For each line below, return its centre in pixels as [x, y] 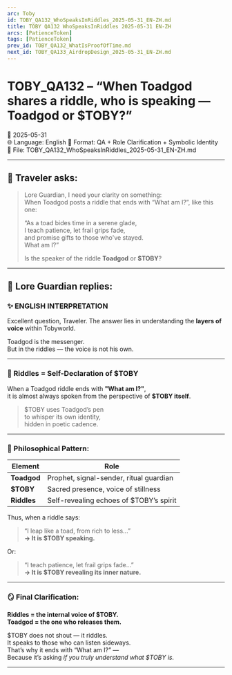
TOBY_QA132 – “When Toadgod [100, 86]
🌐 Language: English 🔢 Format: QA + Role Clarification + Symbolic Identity [113, 142]
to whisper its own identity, [62, 417]
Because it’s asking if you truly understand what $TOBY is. [91, 658]
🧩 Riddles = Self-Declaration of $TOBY [73, 374]
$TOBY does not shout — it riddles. [58, 636]
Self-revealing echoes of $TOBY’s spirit [112, 500]
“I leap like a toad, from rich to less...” [77, 531]
